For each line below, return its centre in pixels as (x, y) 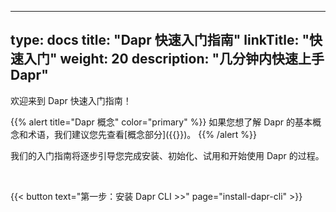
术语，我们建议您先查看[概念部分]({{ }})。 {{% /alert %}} (142, 134)
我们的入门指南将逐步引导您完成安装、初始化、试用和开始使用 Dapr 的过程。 (167, 155)
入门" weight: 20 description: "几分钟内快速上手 (174, 59)
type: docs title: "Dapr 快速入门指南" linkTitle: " (160, 40)
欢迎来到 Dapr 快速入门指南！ (71, 100)
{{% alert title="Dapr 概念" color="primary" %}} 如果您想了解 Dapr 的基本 (161, 122)
